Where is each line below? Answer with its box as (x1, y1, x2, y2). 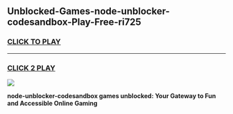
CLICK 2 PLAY (7, 63, 55, 73)
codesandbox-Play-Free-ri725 (7, 17, 141, 28)
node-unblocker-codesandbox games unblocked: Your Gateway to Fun (7, 91, 216, 99)
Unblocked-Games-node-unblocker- (7, 6, 170, 17)
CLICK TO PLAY (7, 37, 61, 47)
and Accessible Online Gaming (7, 99, 98, 107)
